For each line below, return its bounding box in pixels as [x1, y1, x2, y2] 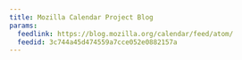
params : [9, 21, 38, 30]
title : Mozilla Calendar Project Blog [9, 12, 154, 22]
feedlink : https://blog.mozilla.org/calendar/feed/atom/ [17, 29, 234, 38]
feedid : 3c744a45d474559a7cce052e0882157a [17, 37, 178, 47]
